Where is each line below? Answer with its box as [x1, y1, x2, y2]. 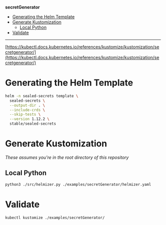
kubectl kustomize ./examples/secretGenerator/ [5, 215, 105, 220]
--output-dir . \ [9, 103, 45, 108]
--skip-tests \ [9, 112, 41, 117]
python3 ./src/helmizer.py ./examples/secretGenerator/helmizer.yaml [5, 182, 152, 187]
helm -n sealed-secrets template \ [5, 93, 79, 98]
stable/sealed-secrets [9, 121, 56, 126]
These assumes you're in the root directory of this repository [5, 154, 129, 160]
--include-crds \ [9, 107, 45, 112]
